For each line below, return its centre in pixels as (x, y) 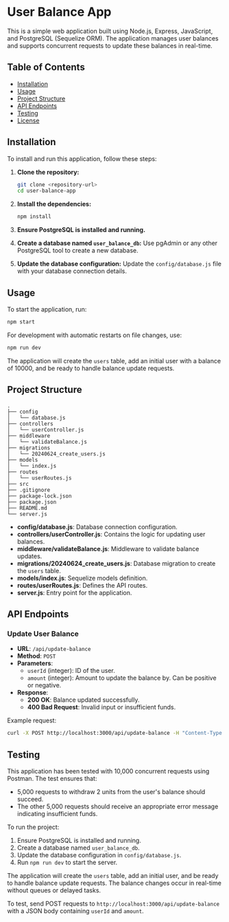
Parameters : (35, 663)
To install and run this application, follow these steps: (82, 158)
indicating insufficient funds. (57, 813)
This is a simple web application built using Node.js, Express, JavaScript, (110, 31)
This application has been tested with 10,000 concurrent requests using (108, 771)
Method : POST (36, 656)
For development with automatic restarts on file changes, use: (95, 335)
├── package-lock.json (39, 496)
